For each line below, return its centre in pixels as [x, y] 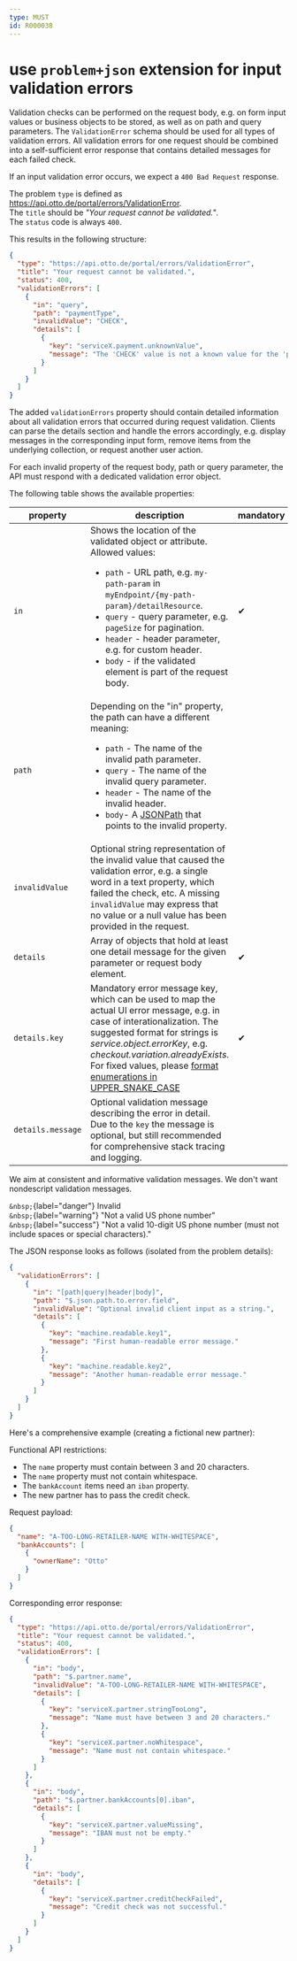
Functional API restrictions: [58, 1450]
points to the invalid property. [166, 826]
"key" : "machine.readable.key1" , [110, 1334]
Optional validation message [149, 1103]
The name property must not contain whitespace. [110, 1476]
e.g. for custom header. [153, 650]
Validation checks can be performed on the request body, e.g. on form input [148, 112]
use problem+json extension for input [145, 69]
